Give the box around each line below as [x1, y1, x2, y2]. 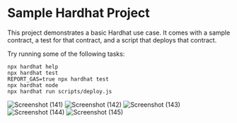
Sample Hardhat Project [7, 5, 150, 21]
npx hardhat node [7, 81, 59, 89]
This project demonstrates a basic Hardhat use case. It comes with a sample [7, 28, 231, 37]
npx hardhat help [7, 63, 59, 70]
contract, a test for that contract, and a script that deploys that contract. [7, 35, 217, 44]
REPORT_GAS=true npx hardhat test [7, 76, 110, 83]
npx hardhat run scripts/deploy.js [7, 88, 112, 95]
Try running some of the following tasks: [7, 49, 125, 58]
